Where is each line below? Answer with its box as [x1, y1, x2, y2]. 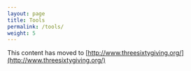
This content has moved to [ [7, 49, 89, 57]
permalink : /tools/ [7, 23, 64, 30]
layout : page [7, 10, 45, 17]
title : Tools [7, 17, 45, 24]
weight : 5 [7, 29, 36, 37]
